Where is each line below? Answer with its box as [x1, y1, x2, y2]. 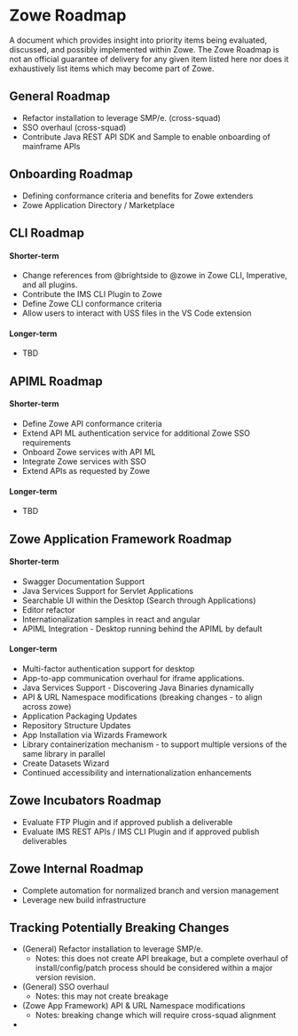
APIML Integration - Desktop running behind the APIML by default [21, 623, 263, 634]
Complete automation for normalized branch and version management [21, 885, 279, 895]
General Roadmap [9, 89, 111, 104]
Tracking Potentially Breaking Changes [9, 920, 230, 935]
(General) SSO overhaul [21, 982, 109, 992]
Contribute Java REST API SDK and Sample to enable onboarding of [21, 131, 271, 142]
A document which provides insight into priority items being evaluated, [9, 35, 268, 45]
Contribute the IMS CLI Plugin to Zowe [21, 289, 162, 300]
